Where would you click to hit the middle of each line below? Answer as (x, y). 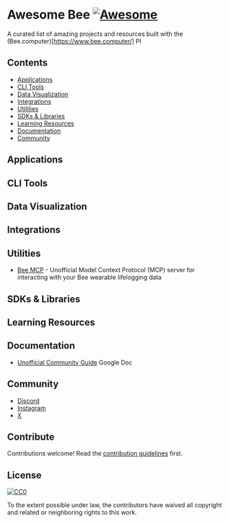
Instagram (31, 408)
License (24, 475)
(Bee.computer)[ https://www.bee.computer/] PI (74, 41)
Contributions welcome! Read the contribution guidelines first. (95, 453)
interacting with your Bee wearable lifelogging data (89, 277)
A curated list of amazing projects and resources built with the (95, 34)
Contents (28, 63)
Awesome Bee (49, 15)
